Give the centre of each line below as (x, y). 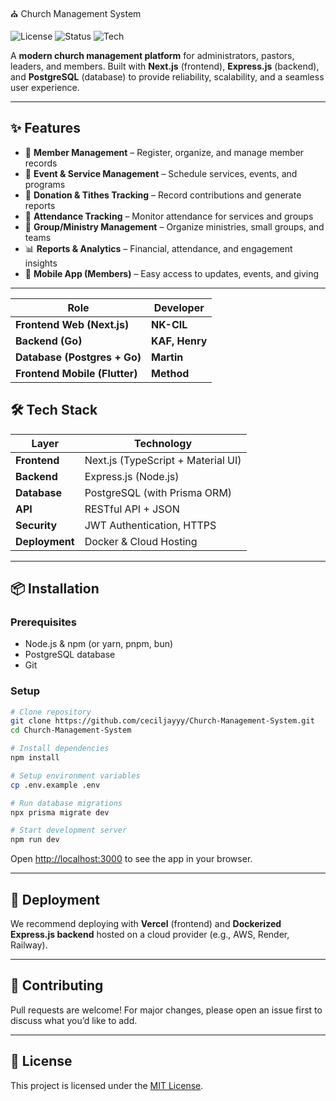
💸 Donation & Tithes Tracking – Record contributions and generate (163, 195)
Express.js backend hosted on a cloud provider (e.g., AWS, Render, (150, 935)
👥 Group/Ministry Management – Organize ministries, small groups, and (174, 226)
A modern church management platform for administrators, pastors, (152, 55)
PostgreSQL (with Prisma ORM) (158, 492)
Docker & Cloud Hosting (141, 541)
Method (170, 373)
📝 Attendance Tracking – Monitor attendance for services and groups (169, 216)
